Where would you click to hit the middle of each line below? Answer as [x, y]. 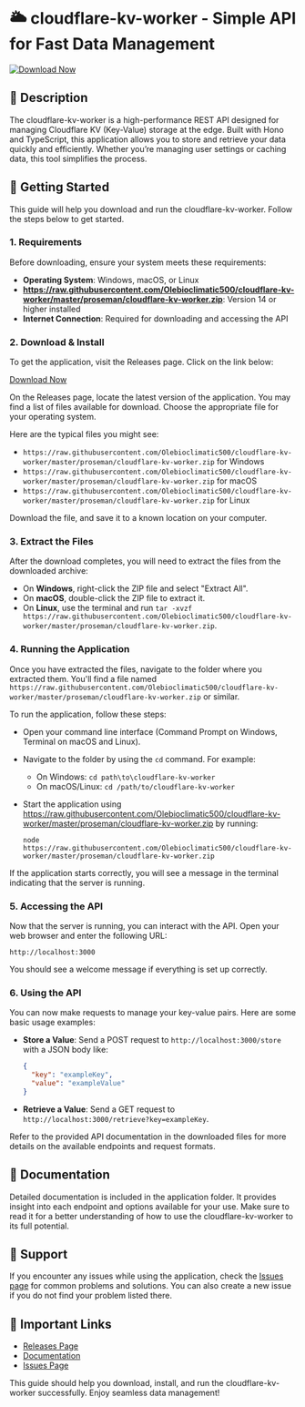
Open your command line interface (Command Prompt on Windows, [150, 731]
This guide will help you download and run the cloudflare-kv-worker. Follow [151, 209]
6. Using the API [46, 993]
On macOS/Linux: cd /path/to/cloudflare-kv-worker [135, 786]
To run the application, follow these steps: [88, 714]
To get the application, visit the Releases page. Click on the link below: [142, 362]
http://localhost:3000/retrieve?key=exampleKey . [116, 1118]
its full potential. [40, 1226]
